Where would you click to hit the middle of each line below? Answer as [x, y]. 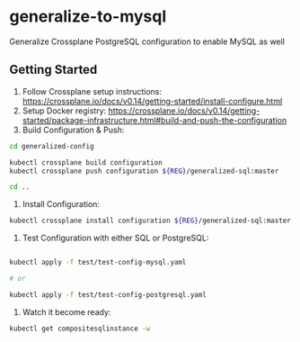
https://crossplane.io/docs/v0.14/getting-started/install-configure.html [152, 101]
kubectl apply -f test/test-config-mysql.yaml [98, 263]
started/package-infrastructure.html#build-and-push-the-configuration [154, 120]
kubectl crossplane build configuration [86, 162]
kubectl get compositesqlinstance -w [80, 328]
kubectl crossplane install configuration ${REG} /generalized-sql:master [150, 221]
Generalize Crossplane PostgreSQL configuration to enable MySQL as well [147, 41]
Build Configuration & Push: [73, 130]
